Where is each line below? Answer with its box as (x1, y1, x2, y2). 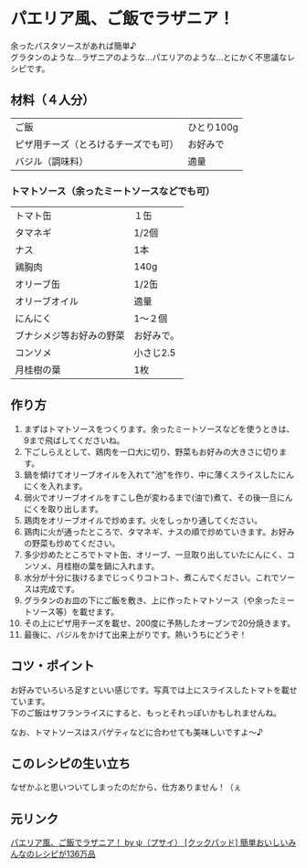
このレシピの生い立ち (10, 756, 131, 772)
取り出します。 (47, 503, 104, 514)
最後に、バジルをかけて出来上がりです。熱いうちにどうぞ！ (23, 629, 248, 640)
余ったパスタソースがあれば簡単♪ (10, 40, 137, 51)
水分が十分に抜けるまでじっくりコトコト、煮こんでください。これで (23, 572, 280, 583)
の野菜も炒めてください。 (23, 537, 121, 548)
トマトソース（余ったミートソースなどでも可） (10, 185, 216, 197)
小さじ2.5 (133, 346, 176, 359)
